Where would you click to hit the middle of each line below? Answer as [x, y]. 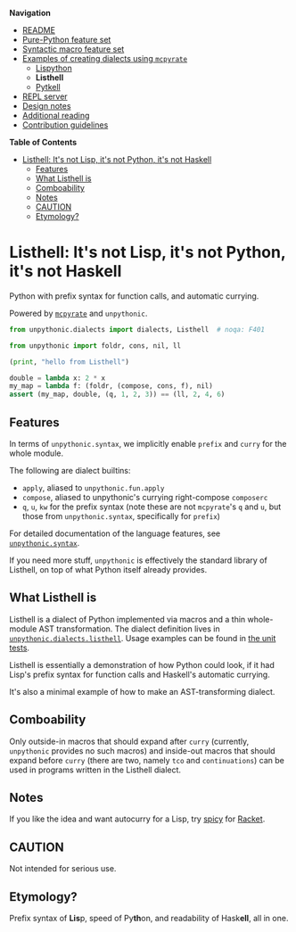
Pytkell [48, 87]
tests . [19, 647]
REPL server [45, 96]
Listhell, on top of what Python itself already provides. [108, 569]
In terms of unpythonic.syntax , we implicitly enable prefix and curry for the [148, 444]
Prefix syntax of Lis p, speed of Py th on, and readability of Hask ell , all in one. [149, 919]
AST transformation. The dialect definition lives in [129, 629]
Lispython [54, 68]
